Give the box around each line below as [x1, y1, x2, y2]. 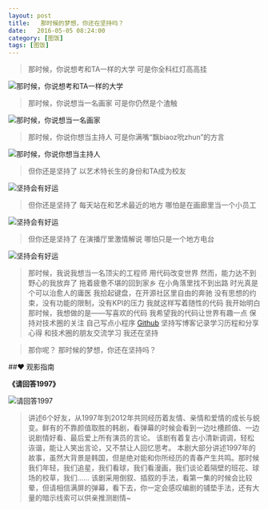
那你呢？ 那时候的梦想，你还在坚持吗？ [27, 345, 157, 355]
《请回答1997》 [8, 379, 60, 388]
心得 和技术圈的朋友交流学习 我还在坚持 [27, 329, 158, 338]
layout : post [8, 11, 52, 20]
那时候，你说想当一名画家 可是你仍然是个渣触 [27, 98, 178, 108]
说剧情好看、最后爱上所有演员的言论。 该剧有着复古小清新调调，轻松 [27, 433, 254, 443]
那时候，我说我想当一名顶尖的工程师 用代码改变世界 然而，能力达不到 [27, 269, 257, 278]
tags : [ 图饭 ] [8, 42, 50, 50]
